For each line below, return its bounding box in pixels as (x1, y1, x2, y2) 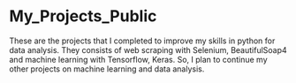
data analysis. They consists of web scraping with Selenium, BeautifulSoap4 (9, 44, 287, 55)
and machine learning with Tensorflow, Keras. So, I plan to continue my (9, 54, 268, 64)
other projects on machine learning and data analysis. (9, 64, 205, 74)
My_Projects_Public (9, 6, 157, 26)
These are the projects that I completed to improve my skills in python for (9, 35, 276, 46)
